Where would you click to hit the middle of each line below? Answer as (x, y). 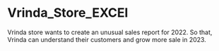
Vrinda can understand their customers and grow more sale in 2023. (107, 39)
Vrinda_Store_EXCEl (68, 13)
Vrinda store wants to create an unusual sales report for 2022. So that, (110, 32)
